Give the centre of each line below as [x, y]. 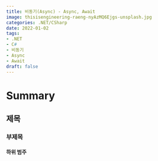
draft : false [22, 66]
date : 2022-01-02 [28, 28]
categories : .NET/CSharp [37, 22]
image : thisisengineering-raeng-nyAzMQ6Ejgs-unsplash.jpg [79, 17]
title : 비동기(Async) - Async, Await [51, 11]
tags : [13, 34]
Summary [30, 96]
